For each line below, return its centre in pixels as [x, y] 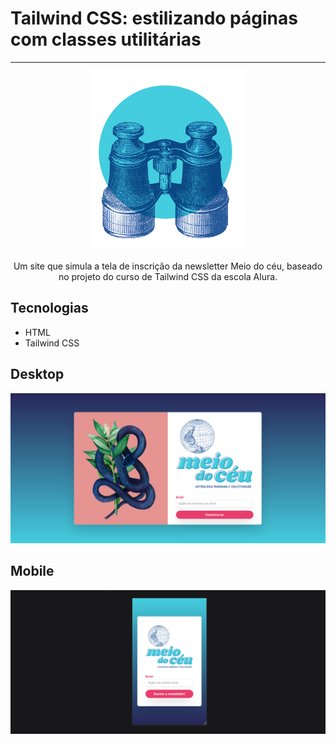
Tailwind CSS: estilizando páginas [154, 18]
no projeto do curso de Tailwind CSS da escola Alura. [168, 276]
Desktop [37, 374]
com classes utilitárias [106, 39]
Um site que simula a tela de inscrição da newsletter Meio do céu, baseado [168, 266]
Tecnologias [49, 308]
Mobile [32, 571]
